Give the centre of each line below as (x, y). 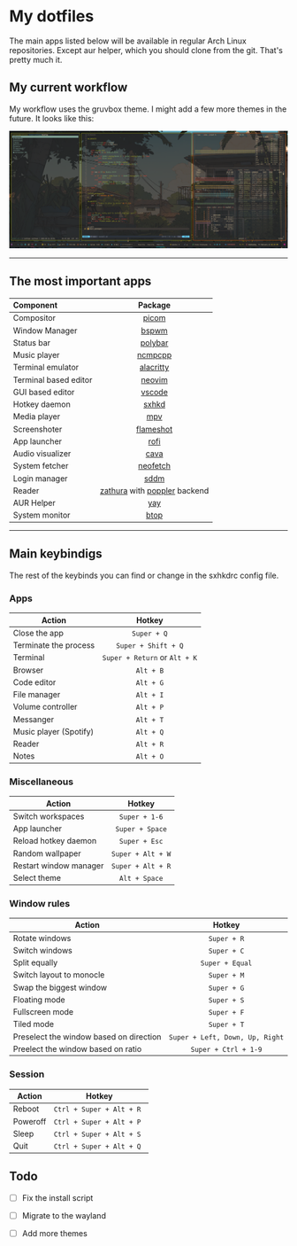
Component (35, 305)
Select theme (37, 878)
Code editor (34, 682)
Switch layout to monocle (59, 975)
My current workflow (69, 87)
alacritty (155, 367)
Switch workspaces (49, 816)
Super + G (226, 988)
